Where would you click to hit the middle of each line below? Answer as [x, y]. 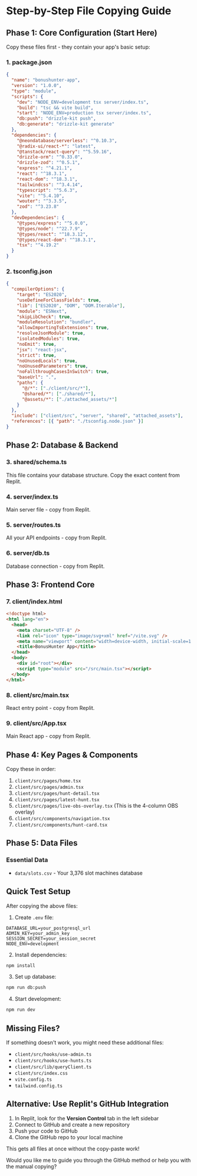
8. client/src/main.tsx [38, 695]
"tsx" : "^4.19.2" [38, 245]
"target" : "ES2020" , [42, 295]
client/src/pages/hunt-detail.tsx [57, 794]
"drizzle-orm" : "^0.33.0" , [50, 157]
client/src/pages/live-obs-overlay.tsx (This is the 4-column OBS [96, 806]
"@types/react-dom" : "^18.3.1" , [56, 240]
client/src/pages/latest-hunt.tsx [57, 800]
